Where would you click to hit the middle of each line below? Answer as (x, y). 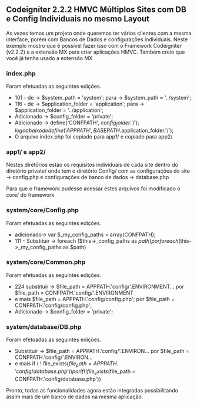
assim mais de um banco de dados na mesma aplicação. (75, 397)
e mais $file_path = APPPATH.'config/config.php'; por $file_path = (95, 299)
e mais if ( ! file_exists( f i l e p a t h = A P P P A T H (66, 364)
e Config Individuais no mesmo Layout (78, 19)
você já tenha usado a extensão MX (49, 58)
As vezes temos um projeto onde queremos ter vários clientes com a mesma (99, 33)
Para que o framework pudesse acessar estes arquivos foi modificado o (93, 189)
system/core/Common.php (46, 262)
